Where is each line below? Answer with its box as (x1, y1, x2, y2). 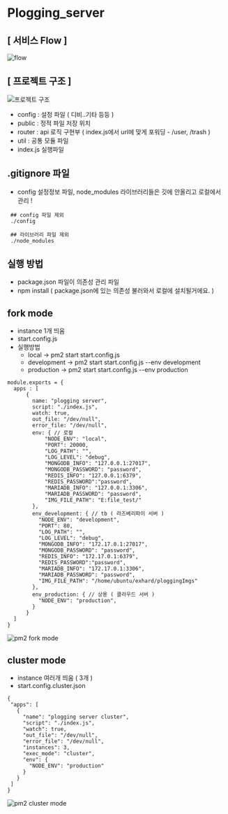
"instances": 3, (22, 744, 70, 751)
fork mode (7, 307, 54, 319)
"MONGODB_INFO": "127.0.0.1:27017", (44, 460, 151, 467)
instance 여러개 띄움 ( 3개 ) (17, 673, 93, 683)
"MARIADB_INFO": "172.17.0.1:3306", (38, 565, 145, 573)
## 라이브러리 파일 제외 (10, 231, 70, 238)
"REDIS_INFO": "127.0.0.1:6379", (44, 472, 142, 480)
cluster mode (7, 654, 66, 666)
